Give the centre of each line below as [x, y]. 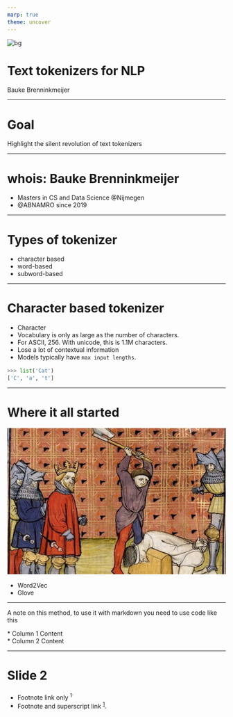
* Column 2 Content [36, 641]
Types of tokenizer [62, 240]
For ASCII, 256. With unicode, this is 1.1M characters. [92, 343]
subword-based [40, 274]
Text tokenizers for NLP [76, 71]
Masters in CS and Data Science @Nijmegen [80, 198]
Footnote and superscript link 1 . [62, 705]
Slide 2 [27, 676]
